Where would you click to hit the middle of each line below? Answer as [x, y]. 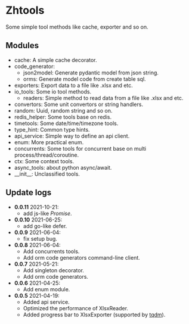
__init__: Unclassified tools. [47, 174]
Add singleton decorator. [54, 270]
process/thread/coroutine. [47, 155]
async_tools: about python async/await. [63, 167]
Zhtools [25, 10]
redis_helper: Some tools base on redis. [63, 117]
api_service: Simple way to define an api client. [72, 136]
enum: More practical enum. [49, 142]
